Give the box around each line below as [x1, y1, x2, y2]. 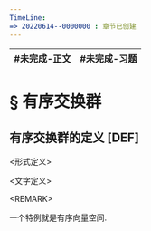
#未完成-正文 [14, 52, 71, 64]
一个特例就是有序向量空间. [9, 212, 108, 223]
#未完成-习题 [80, 52, 137, 64]
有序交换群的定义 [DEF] [9, 130, 140, 146]
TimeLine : [9, 13, 47, 23]
